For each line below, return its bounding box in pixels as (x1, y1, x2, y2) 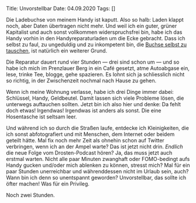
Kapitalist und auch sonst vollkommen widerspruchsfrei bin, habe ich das (6, 29, 183, 36)
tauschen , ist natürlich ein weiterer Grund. (6, 47, 108, 54)
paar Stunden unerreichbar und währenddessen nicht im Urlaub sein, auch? (6, 168, 189, 174)
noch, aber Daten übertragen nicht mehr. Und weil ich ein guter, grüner (6, 23, 177, 29)
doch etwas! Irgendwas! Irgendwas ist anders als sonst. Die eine (6, 107, 161, 114)
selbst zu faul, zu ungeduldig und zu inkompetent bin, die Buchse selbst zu (6, 41, 187, 48)
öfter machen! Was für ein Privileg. (6, 180, 90, 187)
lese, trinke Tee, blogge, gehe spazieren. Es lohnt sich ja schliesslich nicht (6, 71, 185, 78)
